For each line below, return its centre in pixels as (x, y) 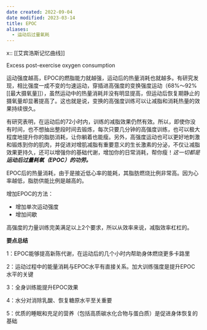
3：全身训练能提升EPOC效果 (42, 287)
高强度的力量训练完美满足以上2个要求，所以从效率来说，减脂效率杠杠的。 (100, 228)
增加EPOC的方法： (30, 194)
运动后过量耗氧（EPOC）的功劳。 (49, 160)
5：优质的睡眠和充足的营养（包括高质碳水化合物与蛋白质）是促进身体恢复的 (102, 313)
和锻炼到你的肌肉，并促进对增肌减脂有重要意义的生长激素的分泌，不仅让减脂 (103, 145)
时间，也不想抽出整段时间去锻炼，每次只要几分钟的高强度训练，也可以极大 (106, 129)
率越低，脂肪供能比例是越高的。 (47, 181)
